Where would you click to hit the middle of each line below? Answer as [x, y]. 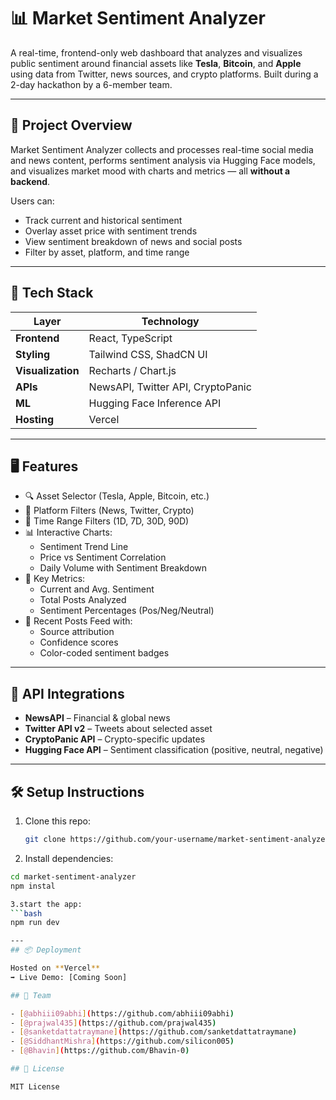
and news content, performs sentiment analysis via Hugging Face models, [163, 160]
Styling [33, 354]
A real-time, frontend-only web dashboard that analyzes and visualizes [156, 52]
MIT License [35, 1086]
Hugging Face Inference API [155, 403]
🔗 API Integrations [67, 693]
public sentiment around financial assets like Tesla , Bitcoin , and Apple [156, 63]
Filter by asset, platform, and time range [107, 252]
